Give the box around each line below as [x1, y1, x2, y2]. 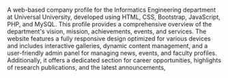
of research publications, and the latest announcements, [7, 64, 166, 71]
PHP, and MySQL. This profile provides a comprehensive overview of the [7, 20, 212, 28]
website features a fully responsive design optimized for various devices [7, 35, 211, 43]
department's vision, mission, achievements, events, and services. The [7, 27, 207, 35]
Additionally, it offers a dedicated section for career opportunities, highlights [7, 56, 222, 64]
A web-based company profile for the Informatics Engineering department [7, 6, 216, 14]
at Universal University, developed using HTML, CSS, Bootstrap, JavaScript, [7, 13, 220, 21]
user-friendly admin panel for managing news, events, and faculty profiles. [7, 49, 217, 57]
